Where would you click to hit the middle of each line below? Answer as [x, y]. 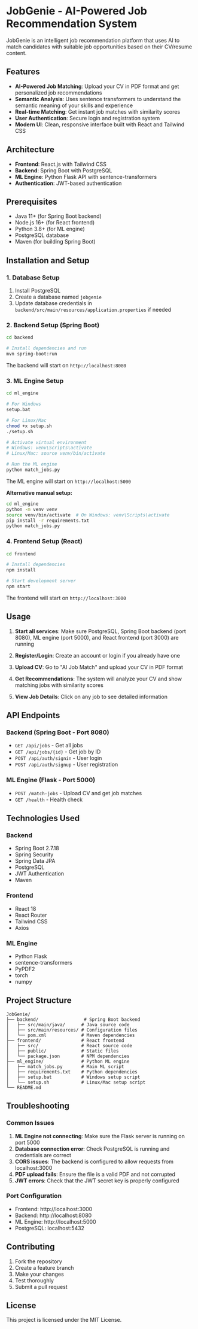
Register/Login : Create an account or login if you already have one [98, 655]
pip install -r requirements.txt [48, 521]
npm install [21, 570]
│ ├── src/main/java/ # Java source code [68, 1024]
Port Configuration [34, 1196]
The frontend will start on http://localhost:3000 [66, 598]
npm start [19, 587]
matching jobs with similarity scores [59, 685]
